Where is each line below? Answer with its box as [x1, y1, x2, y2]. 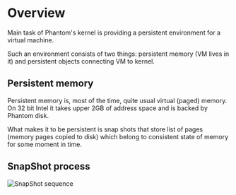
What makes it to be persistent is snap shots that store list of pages [7, 125, 203, 134]
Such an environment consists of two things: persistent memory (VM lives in [7, 49, 230, 58]
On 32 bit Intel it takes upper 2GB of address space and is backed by [7, 104, 208, 112]
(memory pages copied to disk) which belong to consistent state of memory [7, 132, 229, 141]
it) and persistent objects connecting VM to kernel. [7, 57, 155, 65]
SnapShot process [7, 160, 90, 172]
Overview [7, 5, 66, 21]
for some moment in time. [7, 140, 83, 148]
